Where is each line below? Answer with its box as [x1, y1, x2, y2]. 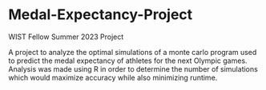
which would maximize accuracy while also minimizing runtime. [8, 72, 218, 82]
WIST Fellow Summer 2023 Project [8, 32, 124, 41]
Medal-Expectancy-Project [8, 6, 193, 24]
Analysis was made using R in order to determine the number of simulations [8, 64, 258, 73]
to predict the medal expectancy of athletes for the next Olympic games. [8, 56, 248, 65]
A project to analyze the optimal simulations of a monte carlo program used [8, 47, 257, 57]
